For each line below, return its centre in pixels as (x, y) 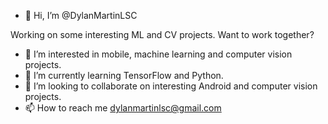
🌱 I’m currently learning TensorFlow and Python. (124, 75)
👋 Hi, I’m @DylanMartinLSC (81, 15)
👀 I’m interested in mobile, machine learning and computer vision (158, 54)
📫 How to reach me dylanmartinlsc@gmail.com (123, 108)
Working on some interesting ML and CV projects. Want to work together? (162, 34)
